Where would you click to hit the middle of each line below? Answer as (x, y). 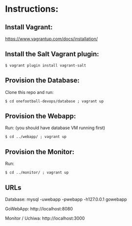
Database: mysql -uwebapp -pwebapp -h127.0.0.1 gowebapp (66, 200)
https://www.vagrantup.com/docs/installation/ (51, 39)
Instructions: (32, 9)
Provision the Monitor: (40, 152)
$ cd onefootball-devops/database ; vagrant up (55, 101)
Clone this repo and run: (29, 92)
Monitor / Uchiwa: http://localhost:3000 (45, 218)
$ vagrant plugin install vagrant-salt (46, 65)
